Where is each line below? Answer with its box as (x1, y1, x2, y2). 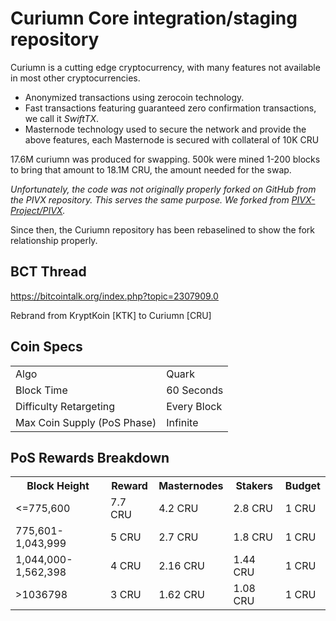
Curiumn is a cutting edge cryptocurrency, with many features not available (10, 61, 321, 73)
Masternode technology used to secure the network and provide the (24, 123, 307, 135)
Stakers (235, 479, 274, 493)
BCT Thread (10, 263, 87, 281)
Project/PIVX (10, 204, 63, 216)
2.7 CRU (158, 530, 199, 544)
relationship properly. (10, 234, 98, 246)
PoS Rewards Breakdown (10, 449, 170, 466)
